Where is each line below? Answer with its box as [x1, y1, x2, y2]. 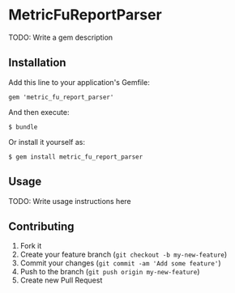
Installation [8, 56, 66, 70]
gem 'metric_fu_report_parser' [8, 93, 114, 101]
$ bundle [8, 123, 38, 131]
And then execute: [8, 107, 70, 117]
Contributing [8, 219, 75, 233]
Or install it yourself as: [8, 137, 85, 146]
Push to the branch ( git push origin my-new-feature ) [19, 267, 200, 277]
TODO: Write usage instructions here [8, 196, 131, 206]
